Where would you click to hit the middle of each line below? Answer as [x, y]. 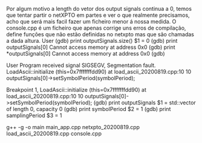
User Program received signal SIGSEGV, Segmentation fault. [81, 65]
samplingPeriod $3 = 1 [34, 115]
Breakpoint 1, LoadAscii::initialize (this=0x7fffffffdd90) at [77, 90]
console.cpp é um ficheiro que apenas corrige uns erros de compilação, [96, 28]
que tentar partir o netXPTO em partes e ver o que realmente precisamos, [98, 15]
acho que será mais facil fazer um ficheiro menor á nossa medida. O [91, 21]
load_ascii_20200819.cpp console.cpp [54, 133]
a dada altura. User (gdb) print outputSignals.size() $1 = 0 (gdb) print [92, 41]
